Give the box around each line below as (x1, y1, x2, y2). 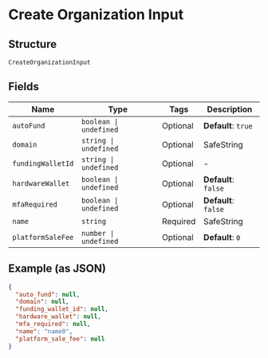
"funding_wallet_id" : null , (15, 305, 109, 313)
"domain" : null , (15, 297, 69, 306)
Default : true (203, 120, 253, 131)
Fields (8, 80, 40, 93)
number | (81, 229, 115, 238)
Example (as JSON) (8, 262, 106, 276)
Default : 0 (203, 231, 241, 242)
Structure (8, 37, 57, 51)
